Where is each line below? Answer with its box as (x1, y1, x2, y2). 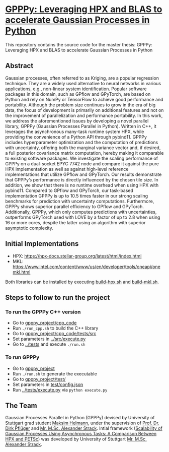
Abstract (5, 61, 34, 70)
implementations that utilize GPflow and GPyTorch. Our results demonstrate (5, 171, 162, 177)
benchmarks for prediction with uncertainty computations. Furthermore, (5, 198, 154, 204)
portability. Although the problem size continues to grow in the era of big (5, 102, 156, 108)
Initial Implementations (5, 239, 79, 248)
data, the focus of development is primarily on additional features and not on (5, 107, 164, 113)
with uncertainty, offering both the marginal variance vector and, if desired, (5, 145, 161, 151)
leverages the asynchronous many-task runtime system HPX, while (5, 128, 144, 135)
